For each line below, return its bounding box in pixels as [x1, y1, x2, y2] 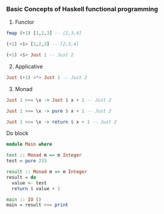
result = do [6, 174, 36, 180]
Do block [6, 130, 29, 137]
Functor [14, 19, 35, 26]
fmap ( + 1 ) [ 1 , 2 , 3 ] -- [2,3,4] [6, 30, 82, 36]
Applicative [14, 63, 43, 70]
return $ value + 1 [11, 186, 61, 192]
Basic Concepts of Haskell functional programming [6, 5, 158, 13]
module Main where [6, 141, 52, 148]
